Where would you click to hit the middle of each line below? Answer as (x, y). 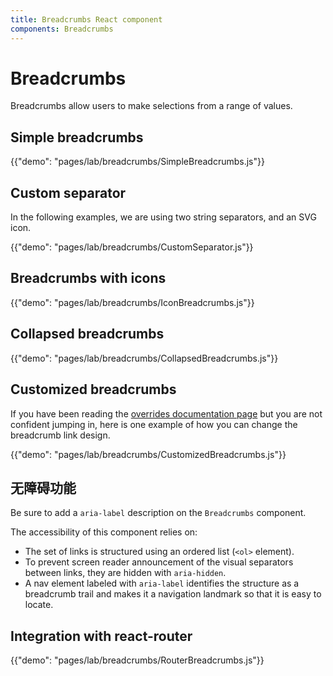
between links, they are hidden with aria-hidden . (125, 573)
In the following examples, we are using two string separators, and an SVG (163, 217)
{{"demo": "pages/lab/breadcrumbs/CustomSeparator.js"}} (132, 247)
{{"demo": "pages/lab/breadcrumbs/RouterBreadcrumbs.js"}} (137, 660)
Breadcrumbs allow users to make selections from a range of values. (151, 106)
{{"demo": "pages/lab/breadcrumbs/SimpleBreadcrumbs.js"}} (137, 162)
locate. (39, 605)
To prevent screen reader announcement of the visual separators (159, 562)
